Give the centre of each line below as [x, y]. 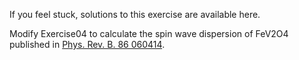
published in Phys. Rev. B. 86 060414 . [87, 44]
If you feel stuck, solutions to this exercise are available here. [135, 14]
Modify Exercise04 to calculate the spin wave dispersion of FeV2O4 [149, 33]
